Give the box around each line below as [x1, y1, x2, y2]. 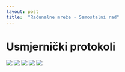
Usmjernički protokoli [6, 40, 116, 54]
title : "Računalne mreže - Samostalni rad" [6, 14, 120, 20]
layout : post [6, 8, 39, 15]
